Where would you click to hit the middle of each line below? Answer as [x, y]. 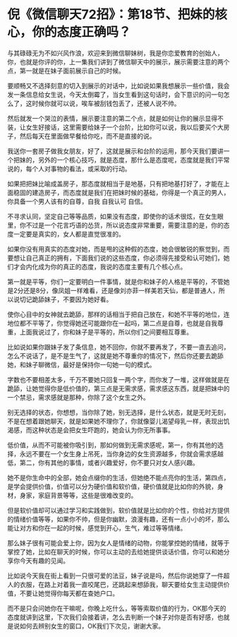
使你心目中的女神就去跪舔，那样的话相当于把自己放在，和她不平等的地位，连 [119, 314]
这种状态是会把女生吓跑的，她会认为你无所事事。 [103, 430]
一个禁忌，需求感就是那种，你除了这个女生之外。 [78, 397]
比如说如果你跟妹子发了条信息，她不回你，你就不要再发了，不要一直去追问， [119, 347]
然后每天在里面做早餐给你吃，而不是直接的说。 [87, 136]
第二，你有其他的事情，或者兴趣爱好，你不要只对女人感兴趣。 [109, 463]
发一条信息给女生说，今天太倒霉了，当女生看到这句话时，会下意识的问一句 [115, 94]
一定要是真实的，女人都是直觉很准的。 [69, 234]
